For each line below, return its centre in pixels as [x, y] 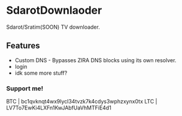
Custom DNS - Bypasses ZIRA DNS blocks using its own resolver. [95, 60]
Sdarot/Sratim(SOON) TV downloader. [53, 27]
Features [23, 46]
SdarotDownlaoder [54, 10]
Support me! [25, 88]
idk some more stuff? [41, 73]
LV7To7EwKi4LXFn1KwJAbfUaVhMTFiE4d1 [59, 108]
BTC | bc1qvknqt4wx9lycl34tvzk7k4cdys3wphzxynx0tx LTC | [82, 102]
